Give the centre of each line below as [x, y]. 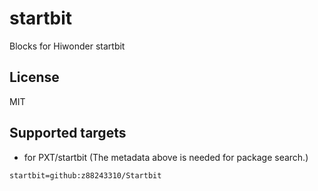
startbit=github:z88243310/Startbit [85, 175]
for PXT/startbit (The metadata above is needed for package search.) [166, 157]
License [34, 77]
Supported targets [68, 133]
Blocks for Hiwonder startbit [67, 46]
